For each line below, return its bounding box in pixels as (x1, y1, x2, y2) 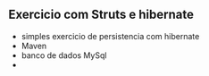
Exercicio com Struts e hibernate (8, 7, 194, 22)
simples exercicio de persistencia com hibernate (21, 30, 200, 41)
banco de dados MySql (21, 49, 107, 61)
